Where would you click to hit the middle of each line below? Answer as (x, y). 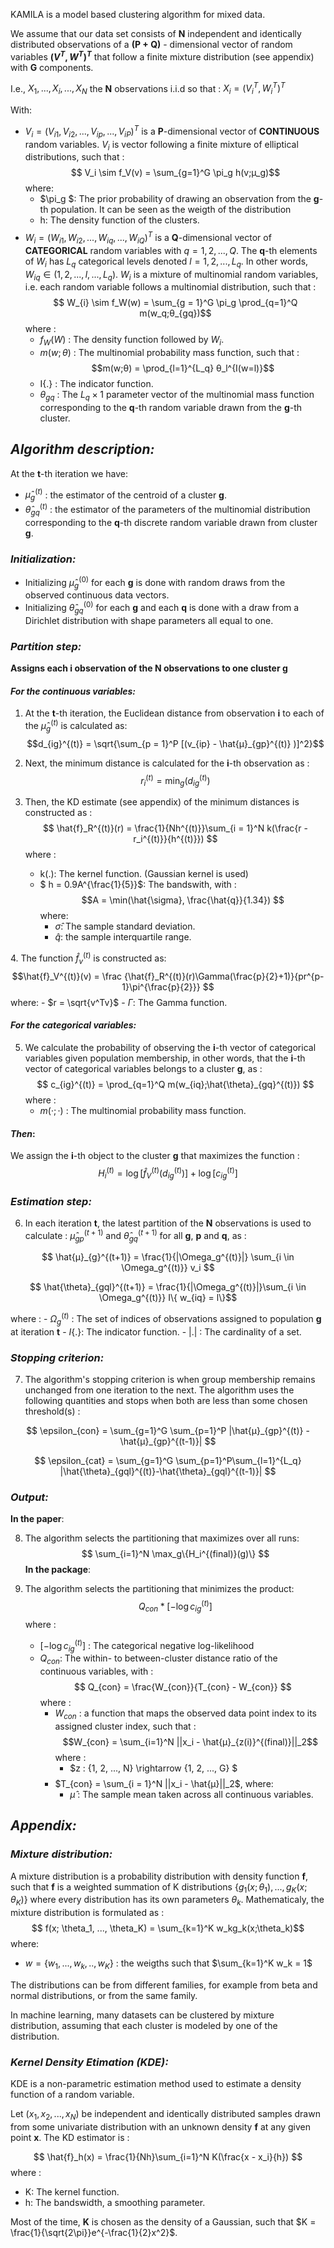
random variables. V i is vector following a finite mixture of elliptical (161, 145)
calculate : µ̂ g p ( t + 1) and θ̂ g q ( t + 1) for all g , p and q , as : (135, 1235)
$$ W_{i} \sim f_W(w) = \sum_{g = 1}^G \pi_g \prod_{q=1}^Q (175, 303)
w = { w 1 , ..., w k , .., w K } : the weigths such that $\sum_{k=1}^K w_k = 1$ (168, 1964)
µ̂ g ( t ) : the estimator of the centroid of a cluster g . (125, 495)
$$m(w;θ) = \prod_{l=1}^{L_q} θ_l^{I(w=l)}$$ (183, 368)
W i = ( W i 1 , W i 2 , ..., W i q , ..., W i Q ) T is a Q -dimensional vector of (148, 238)
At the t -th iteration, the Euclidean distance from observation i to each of (174, 713)
